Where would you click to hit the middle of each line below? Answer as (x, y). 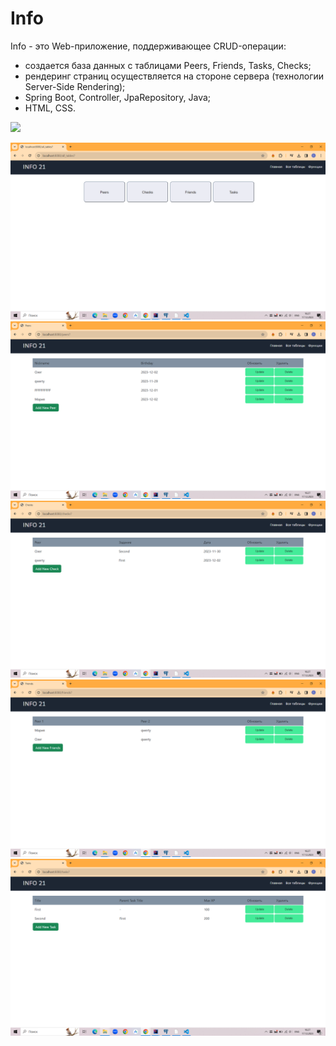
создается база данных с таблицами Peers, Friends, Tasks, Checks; (168, 65)
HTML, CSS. (50, 108)
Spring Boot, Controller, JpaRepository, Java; (118, 97)
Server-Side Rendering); (75, 86)
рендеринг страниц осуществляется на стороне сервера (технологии (174, 76)
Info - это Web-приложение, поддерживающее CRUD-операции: (148, 46)
